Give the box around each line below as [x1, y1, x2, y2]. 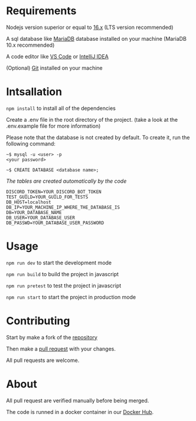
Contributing [6, 315, 70, 328]
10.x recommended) [6, 41, 55, 48]
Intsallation [6, 85, 63, 99]
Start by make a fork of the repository [6, 333, 97, 341]
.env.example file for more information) [6, 122, 101, 129]
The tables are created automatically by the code [6, 177, 127, 184]
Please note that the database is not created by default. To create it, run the [6, 134, 190, 141]
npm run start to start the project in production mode [6, 293, 136, 300]
